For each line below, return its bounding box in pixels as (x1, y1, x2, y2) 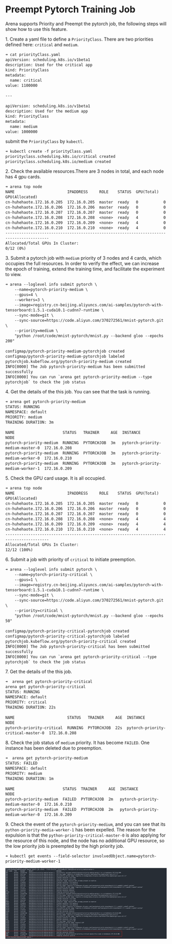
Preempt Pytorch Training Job (5, 4, 136, 15)
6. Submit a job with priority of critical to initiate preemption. (5, 556, 136, 562)
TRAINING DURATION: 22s (5, 704, 56, 710)
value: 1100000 (5, 83, 38, 88)
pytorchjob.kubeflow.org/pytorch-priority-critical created (5, 639, 137, 644)
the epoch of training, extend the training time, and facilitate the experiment (5, 266, 165, 272)
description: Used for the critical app (5, 62, 93, 67)
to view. (5, 271, 22, 277)
